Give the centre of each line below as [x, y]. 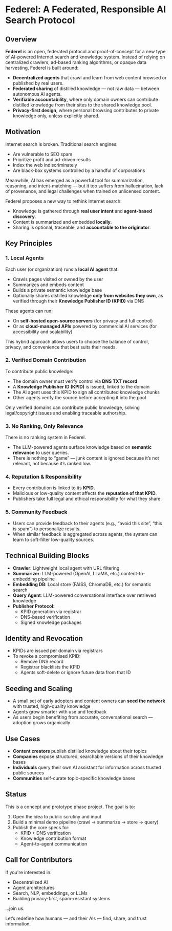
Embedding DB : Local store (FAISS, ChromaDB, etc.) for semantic [82, 584]
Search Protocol [40, 20]
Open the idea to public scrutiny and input [57, 816]
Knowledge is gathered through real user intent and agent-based [82, 211]
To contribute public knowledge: [39, 371]
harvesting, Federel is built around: [42, 68]
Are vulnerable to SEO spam [42, 154]
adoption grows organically [41, 723]
